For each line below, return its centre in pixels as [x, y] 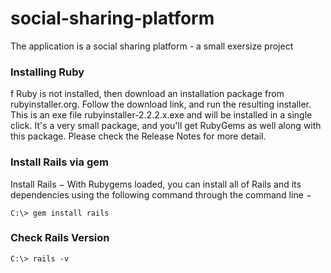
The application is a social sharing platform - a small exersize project [152, 46]
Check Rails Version [60, 238]
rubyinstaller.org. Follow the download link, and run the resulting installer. [161, 104]
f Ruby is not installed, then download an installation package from [147, 94]
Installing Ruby [47, 72]
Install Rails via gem [59, 162]
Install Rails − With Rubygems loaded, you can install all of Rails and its [156, 184]
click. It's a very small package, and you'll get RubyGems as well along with [166, 126]
